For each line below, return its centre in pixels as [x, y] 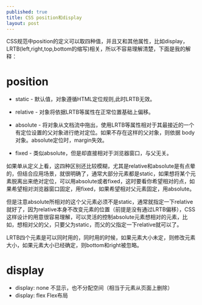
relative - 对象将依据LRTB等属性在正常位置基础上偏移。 [84, 112]
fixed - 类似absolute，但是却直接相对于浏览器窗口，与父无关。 [93, 153]
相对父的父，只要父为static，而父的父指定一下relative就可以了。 [102, 225]
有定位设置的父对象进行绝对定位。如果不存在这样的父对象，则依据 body [105, 133]
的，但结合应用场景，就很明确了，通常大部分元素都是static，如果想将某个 [98, 174]
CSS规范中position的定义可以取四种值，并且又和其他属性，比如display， [97, 41]
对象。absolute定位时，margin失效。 [61, 140]
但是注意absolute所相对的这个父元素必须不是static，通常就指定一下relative [100, 202]
